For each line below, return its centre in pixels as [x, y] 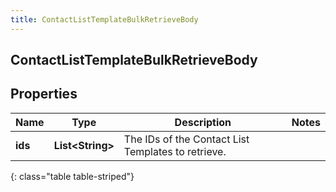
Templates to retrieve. [175, 151]
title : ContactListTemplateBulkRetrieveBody [104, 19]
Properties [44, 94]
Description [203, 122]
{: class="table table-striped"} [72, 176]
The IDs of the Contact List [186, 139]
